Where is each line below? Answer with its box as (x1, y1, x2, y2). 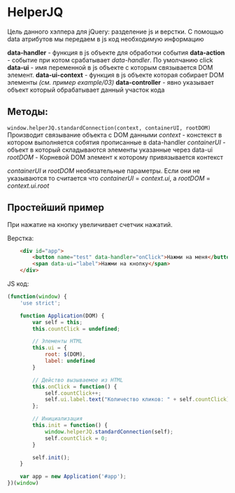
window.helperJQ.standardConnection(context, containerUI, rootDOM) (7, 124, 211, 132)
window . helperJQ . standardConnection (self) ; (44, 428, 173, 435)
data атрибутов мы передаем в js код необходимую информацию (7, 34, 204, 43)
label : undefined (44, 358, 96, 365)
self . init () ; (32, 454, 71, 461)
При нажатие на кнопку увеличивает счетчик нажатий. (7, 220, 173, 228)
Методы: (7, 106, 48, 118)
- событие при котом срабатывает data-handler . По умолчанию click (7, 55, 213, 64)
